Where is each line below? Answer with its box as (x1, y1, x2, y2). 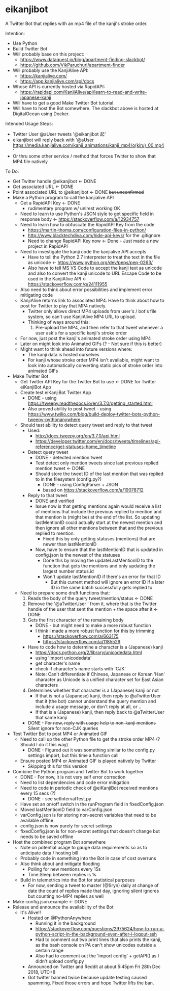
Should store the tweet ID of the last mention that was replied (35, 471, 164, 477)
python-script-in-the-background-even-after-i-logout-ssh (35, 931, 157, 937)
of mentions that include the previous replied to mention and (35, 508, 162, 514)
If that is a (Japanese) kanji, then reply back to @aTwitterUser (35, 709, 165, 715)
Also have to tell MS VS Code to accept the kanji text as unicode (27, 265, 162, 271)
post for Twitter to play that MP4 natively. (20, 302, 107, 309)
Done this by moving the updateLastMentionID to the (43, 557, 153, 563)
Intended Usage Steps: (5, 120, 53, 126)
